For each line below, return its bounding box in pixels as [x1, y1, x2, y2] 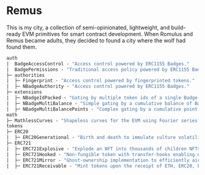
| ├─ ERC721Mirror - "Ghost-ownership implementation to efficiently [6, 157, 190, 163]
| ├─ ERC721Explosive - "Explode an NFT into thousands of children [6, 146, 187, 152]
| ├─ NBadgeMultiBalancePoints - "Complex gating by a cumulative [6, 106, 182, 112]
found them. [6, 43, 37, 51]
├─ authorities [6, 72, 45, 78]
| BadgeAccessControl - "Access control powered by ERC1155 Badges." [6, 60, 190, 67]
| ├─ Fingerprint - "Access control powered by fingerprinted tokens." [6, 77, 195, 84]
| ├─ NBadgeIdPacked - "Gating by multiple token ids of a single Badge [6, 95, 198, 101]
